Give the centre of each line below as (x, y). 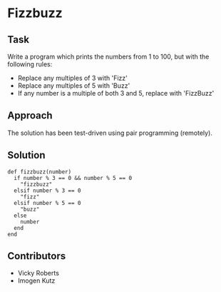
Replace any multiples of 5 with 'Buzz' (74, 86)
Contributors (37, 256)
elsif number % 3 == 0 (47, 191)
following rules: (30, 64)
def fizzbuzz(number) (40, 172)
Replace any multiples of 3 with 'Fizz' (73, 78)
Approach (30, 116)
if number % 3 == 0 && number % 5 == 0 (73, 178)
